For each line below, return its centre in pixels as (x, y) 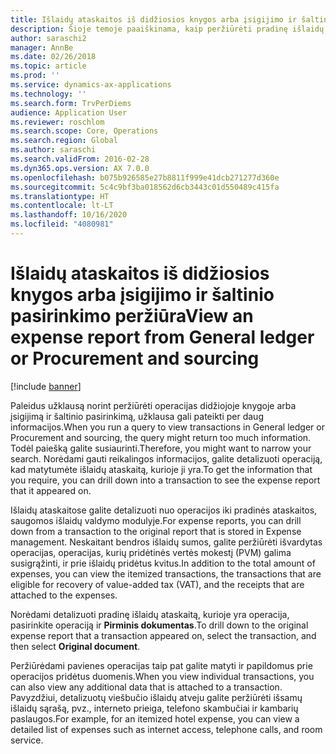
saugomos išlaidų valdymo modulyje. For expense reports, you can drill (156, 520)
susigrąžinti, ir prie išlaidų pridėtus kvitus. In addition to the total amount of (163, 563)
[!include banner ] (46, 386)
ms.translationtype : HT (60, 196)
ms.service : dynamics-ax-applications (91, 85)
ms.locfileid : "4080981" (62, 224)
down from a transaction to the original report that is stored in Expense (156, 531)
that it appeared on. (51, 490)
